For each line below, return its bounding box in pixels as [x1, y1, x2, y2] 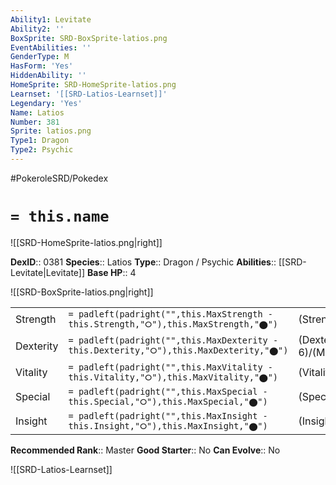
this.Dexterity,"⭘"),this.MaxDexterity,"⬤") [68, 345, 289, 356]
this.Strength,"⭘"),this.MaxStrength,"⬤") [68, 318, 279, 330]
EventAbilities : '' [10, 42, 92, 53]
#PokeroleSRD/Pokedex [10, 172, 109, 184]
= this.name [10, 207, 110, 226]
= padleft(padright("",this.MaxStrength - [68, 308, 273, 320]
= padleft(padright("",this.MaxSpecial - [68, 386, 268, 397]
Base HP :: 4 [87, 266, 137, 278]
